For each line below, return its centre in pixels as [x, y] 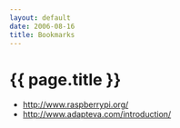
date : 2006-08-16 [42, 26]
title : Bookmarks [42, 34]
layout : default [40, 18]
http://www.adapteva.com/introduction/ [97, 114]
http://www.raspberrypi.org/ [75, 104]
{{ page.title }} [65, 79]
